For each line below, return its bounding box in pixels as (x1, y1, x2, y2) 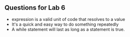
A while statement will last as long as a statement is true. (11, 26, 125, 32)
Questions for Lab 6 (4, 4, 65, 12)
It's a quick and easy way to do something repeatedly (11, 21, 119, 27)
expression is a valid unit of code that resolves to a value (11, 16, 126, 22)
